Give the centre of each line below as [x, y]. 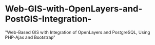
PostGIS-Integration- [48, 19]
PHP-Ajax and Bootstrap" [30, 37]
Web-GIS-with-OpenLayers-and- [74, 9]
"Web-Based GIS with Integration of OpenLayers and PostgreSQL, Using [77, 32]
